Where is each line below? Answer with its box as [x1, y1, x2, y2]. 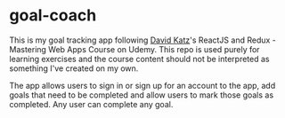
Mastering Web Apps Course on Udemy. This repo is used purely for [9, 43, 260, 54]
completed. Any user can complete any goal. [9, 98, 174, 109]
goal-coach [9, 5, 97, 26]
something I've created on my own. [9, 63, 139, 74]
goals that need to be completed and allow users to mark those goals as [9, 90, 274, 100]
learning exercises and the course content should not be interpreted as [9, 53, 270, 64]
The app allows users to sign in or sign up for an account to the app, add [9, 80, 276, 90]
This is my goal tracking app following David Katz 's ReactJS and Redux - [9, 35, 276, 45]
